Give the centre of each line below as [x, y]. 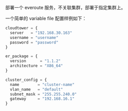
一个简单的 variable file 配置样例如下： [46, 18]
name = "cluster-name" [42, 84]
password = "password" [34, 42]
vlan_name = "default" [36, 89]
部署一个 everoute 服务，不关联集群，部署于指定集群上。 [66, 7]
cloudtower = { [22, 28]
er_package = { [22, 56]
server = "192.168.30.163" [41, 33]
